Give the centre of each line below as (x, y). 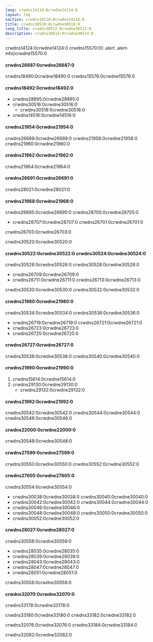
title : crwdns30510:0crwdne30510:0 (43, 24)
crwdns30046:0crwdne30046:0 (46, 508)
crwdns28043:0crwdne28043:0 (46, 562)
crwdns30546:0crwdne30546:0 (39, 418)
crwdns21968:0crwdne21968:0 (39, 201)
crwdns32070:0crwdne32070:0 (40, 594)
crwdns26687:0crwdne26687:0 (40, 65)
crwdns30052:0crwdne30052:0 (46, 518)
